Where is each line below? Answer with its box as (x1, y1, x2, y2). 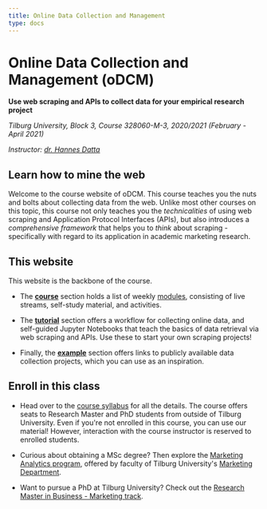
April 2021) (8, 129, 45, 139)
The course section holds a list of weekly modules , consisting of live (19, 292, 245, 301)
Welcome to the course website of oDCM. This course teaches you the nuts (8, 189, 257, 199)
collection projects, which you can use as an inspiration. (19, 356, 205, 366)
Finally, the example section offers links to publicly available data (19, 348, 234, 358)
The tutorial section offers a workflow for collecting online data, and (19, 316, 245, 325)
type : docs (8, 19, 45, 27)
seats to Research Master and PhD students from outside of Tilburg (19, 409, 241, 419)
